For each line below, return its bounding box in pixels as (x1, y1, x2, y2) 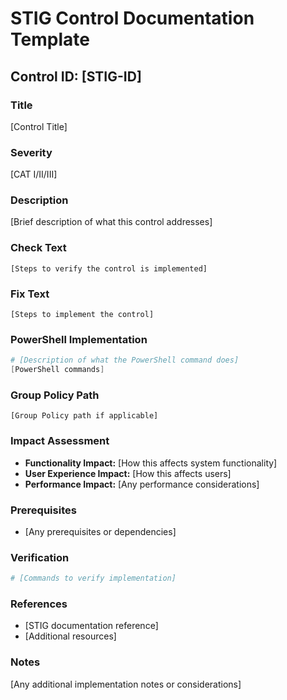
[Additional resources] (24, 630, 117, 642)
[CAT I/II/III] (10, 168, 58, 181)
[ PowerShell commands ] (10, 365, 105, 375)
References (10, 597, 68, 611)
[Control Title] (10, 120, 68, 132)
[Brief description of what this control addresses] (10, 216, 213, 228)
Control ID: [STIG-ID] (10, 68, 142, 85)
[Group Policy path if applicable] (10, 411, 159, 421)
